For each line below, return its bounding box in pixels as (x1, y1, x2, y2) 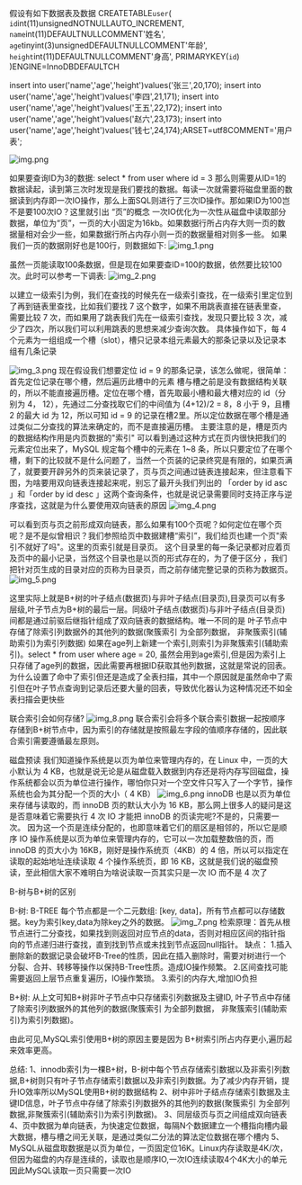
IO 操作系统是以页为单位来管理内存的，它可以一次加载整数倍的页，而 (19, 833, 274, 844)
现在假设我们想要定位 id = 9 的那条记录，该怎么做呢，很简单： (58, 365, 289, 375)
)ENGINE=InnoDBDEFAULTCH (9, 61, 120, 72)
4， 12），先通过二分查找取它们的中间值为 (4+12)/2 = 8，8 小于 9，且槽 (26, 399, 290, 409)
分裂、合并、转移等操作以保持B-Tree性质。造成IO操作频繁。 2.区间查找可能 (9, 962, 289, 972)
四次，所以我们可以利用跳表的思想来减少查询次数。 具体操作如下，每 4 (24, 323, 287, 334)
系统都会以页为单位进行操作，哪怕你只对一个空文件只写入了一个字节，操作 (16, 777, 293, 787)
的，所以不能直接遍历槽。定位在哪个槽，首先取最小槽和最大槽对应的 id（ (9, 388, 279, 398)
